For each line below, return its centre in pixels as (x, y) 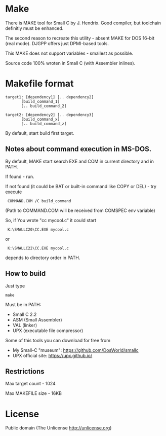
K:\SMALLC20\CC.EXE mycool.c (38, 229)
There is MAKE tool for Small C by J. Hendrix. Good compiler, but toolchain (83, 23)
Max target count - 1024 (30, 384)
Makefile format (39, 84)
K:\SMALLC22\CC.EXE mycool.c (38, 248)
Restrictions (25, 371)
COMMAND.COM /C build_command (39, 201)
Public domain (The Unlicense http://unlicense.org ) (58, 428)
